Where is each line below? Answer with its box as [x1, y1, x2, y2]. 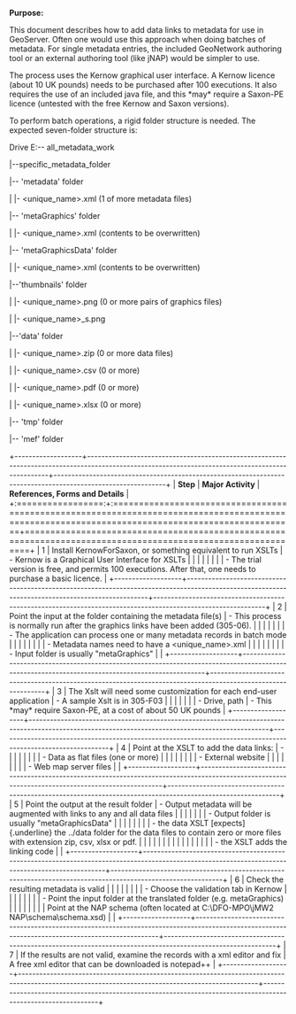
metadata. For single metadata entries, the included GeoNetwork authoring [9, 43, 283, 54]
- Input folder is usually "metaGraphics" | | [9, 648, 163, 659]
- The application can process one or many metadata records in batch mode [9, 630, 287, 640]
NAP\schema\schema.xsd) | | [9, 912, 117, 922]
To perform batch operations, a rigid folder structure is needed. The [9, 115, 256, 126]
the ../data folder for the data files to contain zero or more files [54, 827, 282, 838]
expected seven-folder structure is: [9, 125, 138, 135]
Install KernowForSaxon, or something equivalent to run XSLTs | [51, 545, 284, 555]
